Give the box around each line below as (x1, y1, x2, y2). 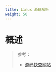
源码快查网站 (24, 62, 51, 68)
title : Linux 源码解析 (5, 7, 49, 12)
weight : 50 (5, 12, 28, 17)
